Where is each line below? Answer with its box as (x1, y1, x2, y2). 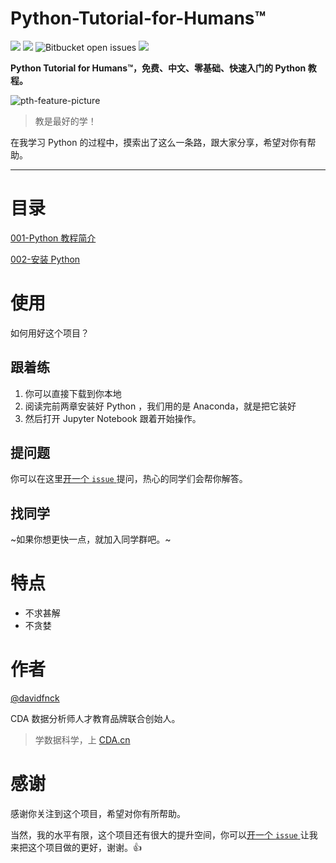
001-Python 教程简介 (10, 232, 97, 244)
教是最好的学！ (34, 115, 97, 127)
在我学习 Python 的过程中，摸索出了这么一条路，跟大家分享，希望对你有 (10, 136, 308, 148)
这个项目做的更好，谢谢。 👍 (27, 842, 142, 854)
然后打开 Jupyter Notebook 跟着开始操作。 (24, 412, 202, 424)
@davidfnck (10, 692, 60, 704)
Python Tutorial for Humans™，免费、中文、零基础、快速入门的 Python (10, 62, 307, 74)
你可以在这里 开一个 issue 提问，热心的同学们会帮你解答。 (10, 473, 248, 485)
